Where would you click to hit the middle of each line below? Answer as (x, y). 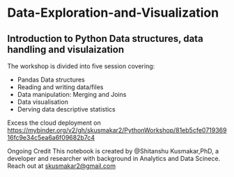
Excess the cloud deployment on (54, 123)
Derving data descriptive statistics (67, 109)
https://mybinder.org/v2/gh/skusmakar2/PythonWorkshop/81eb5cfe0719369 (117, 130)
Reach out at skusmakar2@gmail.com (62, 166)
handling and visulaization (65, 49)
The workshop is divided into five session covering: (81, 66)
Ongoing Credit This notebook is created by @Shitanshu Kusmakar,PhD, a (113, 151)
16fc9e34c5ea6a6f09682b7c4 (51, 138)
